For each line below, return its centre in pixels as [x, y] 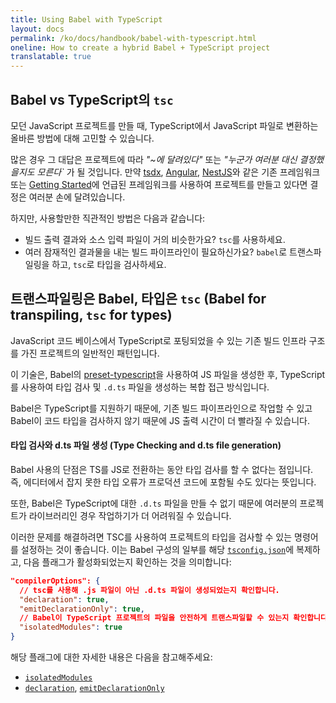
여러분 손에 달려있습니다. [77, 197]
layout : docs [37, 29]
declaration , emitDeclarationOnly [94, 688]
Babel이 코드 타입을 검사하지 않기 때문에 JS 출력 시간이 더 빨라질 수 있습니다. [160, 420]
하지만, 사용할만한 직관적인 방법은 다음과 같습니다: [108, 218]
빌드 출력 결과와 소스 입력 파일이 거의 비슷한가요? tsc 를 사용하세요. [155, 239]
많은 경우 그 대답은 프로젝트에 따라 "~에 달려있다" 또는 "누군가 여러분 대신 [154, 159]
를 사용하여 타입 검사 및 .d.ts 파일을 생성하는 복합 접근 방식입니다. [140, 387]
